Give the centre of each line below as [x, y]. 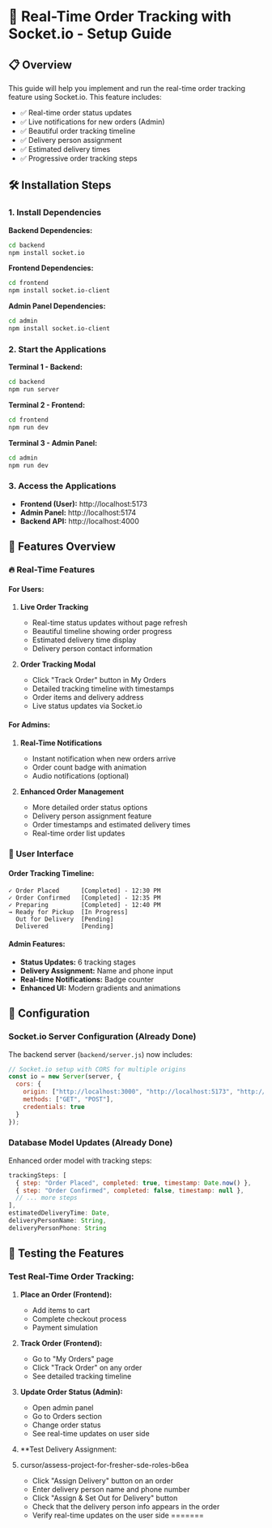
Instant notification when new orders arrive [104, 758]
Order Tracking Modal [57, 664]
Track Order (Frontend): [61, 1343]
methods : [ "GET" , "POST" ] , [68, 1099]
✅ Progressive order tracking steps [79, 158]
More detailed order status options [90, 807]
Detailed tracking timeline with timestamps [103, 688]
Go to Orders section [67, 1416]
